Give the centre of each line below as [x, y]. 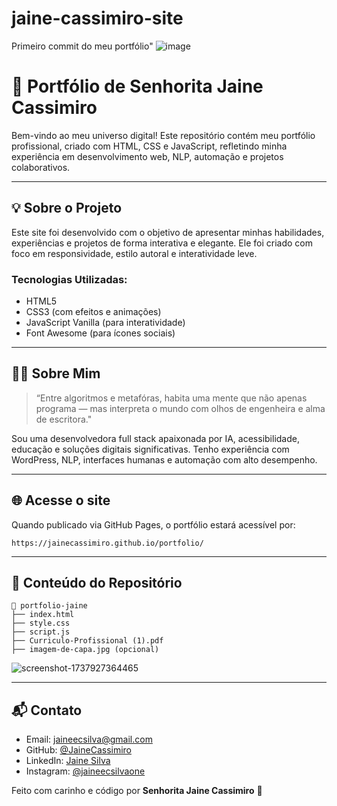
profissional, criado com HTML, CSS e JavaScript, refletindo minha [149, 146]
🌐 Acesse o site [61, 500]
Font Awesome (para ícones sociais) [100, 333]
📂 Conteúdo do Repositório [97, 583]
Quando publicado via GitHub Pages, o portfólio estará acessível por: [153, 524]
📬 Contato [47, 710]
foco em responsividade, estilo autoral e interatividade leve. [134, 253]
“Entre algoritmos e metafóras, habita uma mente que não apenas [171, 398]
